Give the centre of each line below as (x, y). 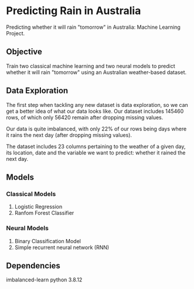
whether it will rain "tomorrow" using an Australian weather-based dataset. (96, 72)
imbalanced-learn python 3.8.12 (44, 280)
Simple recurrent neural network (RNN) (62, 247)
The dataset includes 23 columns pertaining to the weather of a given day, (96, 146)
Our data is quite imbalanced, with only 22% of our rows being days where (96, 129)
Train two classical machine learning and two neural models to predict (91, 66)
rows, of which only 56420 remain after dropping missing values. (85, 117)
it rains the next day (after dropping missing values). (69, 135)
